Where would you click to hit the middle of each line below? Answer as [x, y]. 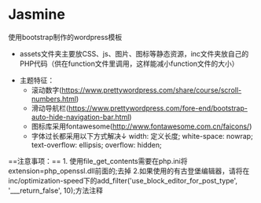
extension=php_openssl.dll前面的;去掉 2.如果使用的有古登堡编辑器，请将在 [129, 171]
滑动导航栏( [50, 108]
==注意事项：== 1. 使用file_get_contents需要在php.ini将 [98, 161]
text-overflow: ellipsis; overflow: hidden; [97, 145]
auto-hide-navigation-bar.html [80, 117]
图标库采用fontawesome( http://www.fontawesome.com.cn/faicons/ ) [142, 126]
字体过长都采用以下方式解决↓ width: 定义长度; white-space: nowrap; [142, 136]
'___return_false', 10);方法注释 [56, 190]
